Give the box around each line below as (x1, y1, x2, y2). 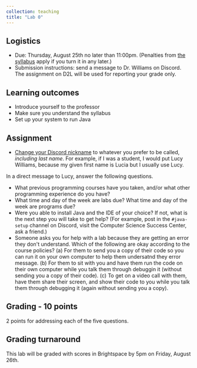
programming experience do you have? (14, 190, 110, 197)
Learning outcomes (6, 87, 80, 97)
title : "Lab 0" (6, 14, 44, 20)
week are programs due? (14, 203, 75, 210)
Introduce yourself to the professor (14, 103, 100, 110)
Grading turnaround (6, 334, 81, 344)
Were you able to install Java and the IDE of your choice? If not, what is (14, 209, 188, 216)
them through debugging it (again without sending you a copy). (14, 284, 169, 291)
